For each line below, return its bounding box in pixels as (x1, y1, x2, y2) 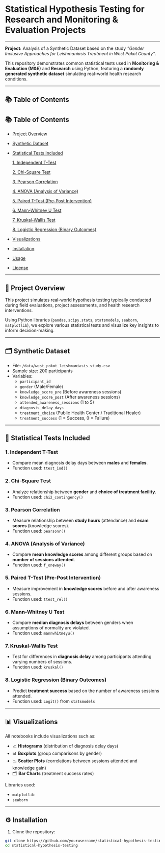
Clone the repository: (12, 829, 55, 835)
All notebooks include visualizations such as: (5, 733, 96, 739)
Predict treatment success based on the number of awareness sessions (12, 688, 160, 694)
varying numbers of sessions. (12, 659, 73, 665)
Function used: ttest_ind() (12, 465, 68, 471)
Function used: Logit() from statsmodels (12, 698, 95, 704)
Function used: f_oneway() (12, 562, 66, 568)
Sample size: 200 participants (12, 368, 73, 374)
